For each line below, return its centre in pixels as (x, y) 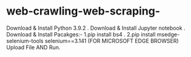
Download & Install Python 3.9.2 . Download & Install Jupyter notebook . (96, 28)
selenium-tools (25, 41)
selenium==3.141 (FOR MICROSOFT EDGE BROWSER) (112, 41)
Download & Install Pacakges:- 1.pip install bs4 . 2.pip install (81, 34)
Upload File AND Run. (33, 47)
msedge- (168, 34)
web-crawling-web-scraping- (83, 11)
